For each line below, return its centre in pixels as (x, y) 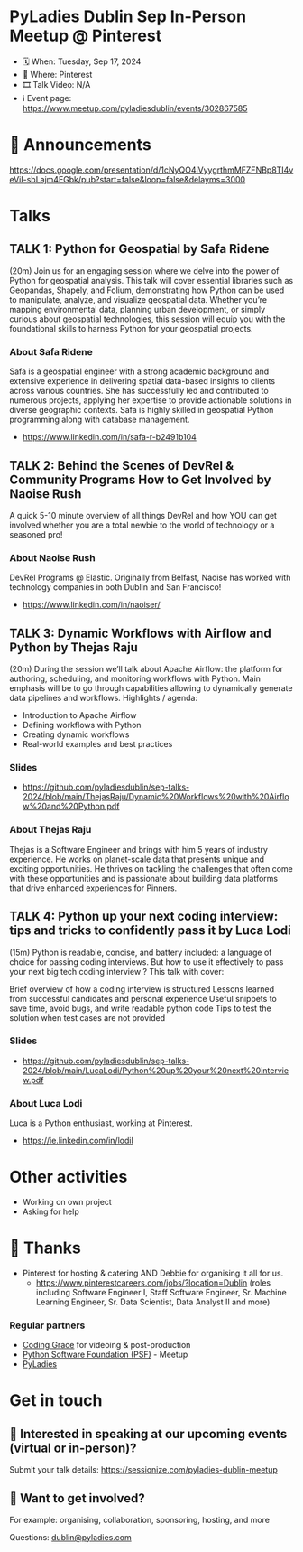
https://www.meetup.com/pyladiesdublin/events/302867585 (135, 108)
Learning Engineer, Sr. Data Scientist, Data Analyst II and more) (153, 1302)
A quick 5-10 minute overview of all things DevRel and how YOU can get (143, 515)
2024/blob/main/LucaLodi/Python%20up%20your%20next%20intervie (156, 1070)
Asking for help (50, 1211)
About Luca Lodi (46, 1103)
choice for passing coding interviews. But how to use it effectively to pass (147, 962)
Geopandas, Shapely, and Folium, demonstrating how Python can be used (147, 290)
